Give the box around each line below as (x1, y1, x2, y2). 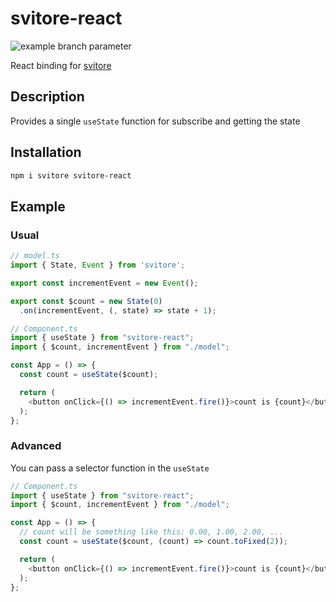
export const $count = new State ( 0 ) (10, 296, 163, 306)
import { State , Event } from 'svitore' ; (10, 260, 186, 270)
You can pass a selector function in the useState (10, 462, 210, 474)
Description (10, 88, 85, 106)
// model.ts (10, 251, 60, 261)
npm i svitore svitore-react (10, 170, 132, 181)
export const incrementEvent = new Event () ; (10, 278, 199, 288)
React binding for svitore (10, 59, 112, 71)
